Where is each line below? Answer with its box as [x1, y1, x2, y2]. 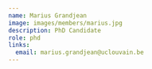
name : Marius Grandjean [8, 11, 88, 20]
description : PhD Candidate [8, 26, 102, 34]
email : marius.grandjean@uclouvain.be [15, 48, 145, 56]
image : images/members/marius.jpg [8, 19, 123, 27]
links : [8, 41, 30, 49]
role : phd [8, 33, 41, 42]
